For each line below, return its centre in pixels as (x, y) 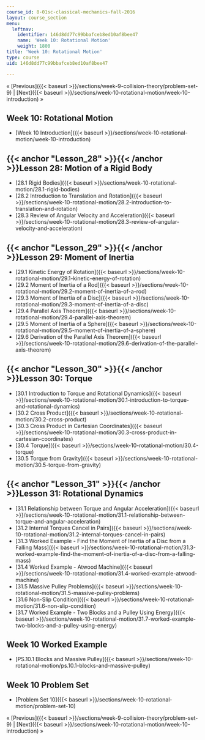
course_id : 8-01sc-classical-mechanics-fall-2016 (71, 12)
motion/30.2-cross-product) (51, 419)
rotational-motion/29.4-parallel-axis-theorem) (73, 317)
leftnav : (23, 29)
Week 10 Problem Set (48, 685)
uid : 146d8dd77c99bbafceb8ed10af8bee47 (57, 63)
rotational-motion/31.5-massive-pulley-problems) (77, 593)
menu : (13, 23)
